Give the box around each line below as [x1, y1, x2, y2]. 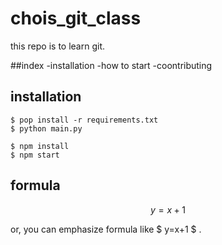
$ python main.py [10, 123, 83, 134]
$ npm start [10, 150, 60, 160]
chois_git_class [10, 7, 142, 30]
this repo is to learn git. [10, 40, 106, 52]
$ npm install [10, 141, 70, 151]
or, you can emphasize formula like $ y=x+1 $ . [10, 223, 202, 235]
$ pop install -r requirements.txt [10, 115, 159, 125]
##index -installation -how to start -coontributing [10, 59, 213, 71]
